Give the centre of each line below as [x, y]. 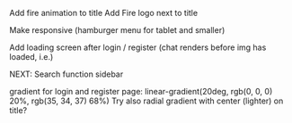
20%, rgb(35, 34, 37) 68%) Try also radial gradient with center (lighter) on [146, 101]
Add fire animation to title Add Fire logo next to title [104, 13]
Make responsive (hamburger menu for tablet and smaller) [117, 30]
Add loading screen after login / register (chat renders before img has [138, 47]
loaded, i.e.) [31, 57]
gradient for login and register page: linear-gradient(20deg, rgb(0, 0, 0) [141, 91]
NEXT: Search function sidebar [66, 74]
